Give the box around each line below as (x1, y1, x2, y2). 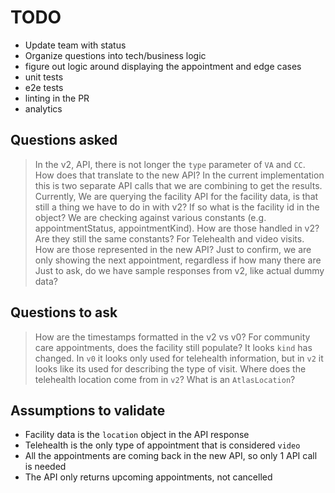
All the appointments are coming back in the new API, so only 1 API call (24, 450, 318, 462)
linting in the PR (24, 92, 90, 104)
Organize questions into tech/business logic (24, 49, 207, 61)
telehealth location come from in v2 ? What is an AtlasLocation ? (34, 373, 296, 385)
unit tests (24, 71, 64, 83)
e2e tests (24, 81, 64, 93)
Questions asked (10, 132, 118, 149)
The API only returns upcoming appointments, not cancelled (24, 471, 273, 483)
